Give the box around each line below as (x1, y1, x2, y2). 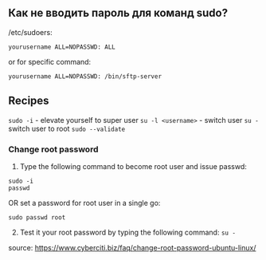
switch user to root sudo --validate (8, 124, 126, 133)
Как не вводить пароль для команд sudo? (8, 6, 229, 20)
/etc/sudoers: (8, 27, 53, 37)
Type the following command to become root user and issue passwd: (19, 161, 247, 171)
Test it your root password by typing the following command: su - (19, 227, 237, 237)
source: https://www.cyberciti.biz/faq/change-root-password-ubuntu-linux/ (8, 242, 256, 252)
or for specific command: (8, 57, 92, 66)
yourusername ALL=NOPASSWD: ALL (8, 43, 115, 51)
